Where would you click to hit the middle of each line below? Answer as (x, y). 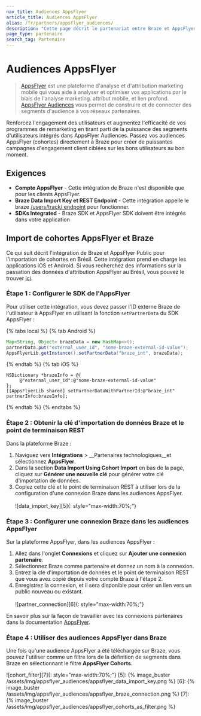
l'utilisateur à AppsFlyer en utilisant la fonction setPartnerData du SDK (92, 313)
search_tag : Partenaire (36, 39)
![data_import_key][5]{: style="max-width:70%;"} (75, 505)
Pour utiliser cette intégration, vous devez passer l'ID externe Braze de (93, 306)
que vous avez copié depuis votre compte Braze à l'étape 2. (89, 579)
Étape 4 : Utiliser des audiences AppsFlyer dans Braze (86, 638)
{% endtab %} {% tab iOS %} (42, 364)
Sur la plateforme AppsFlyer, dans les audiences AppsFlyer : (80, 542)
